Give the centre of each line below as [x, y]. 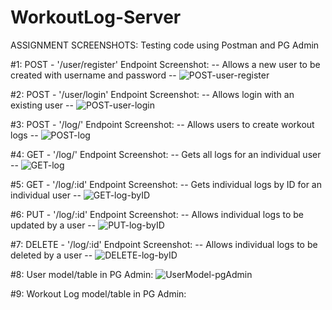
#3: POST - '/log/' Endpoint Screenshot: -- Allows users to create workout [162, 124]
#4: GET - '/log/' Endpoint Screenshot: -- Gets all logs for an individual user [166, 154]
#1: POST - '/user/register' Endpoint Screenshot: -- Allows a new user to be [165, 64]
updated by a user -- [53, 225]
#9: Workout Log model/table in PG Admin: [98, 293]
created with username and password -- [93, 75]
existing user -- [42, 105]
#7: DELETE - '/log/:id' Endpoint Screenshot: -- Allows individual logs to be [164, 244]
